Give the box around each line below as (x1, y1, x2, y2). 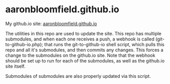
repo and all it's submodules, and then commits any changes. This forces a (5, 47, 164, 53)
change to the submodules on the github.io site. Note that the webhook (5, 52, 156, 58)
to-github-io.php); (5, 41, 44, 47)
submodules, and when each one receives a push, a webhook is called (5, 36, 155, 42)
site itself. (5, 63, 26, 69)
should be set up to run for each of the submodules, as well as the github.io (5, 57, 165, 64)
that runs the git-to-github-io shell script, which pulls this (44, 41, 165, 47)
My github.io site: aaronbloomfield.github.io (5, 20, 97, 27)
